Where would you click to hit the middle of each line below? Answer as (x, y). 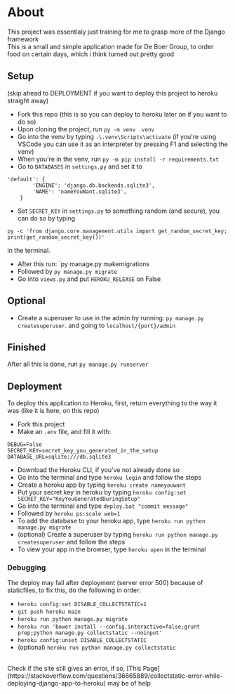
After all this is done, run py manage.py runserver (78, 364)
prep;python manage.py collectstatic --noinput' (90, 633)
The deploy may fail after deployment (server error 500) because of (105, 583)
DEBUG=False (25, 445)
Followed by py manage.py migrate (67, 271)
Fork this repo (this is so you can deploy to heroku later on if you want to (122, 114)
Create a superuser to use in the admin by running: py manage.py (110, 317)
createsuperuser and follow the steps (71, 542)
